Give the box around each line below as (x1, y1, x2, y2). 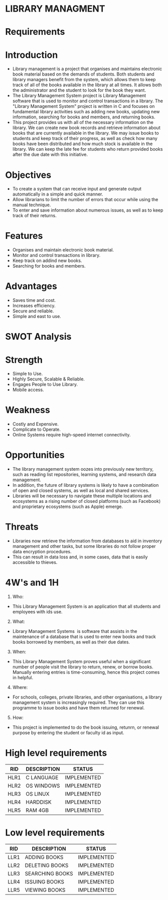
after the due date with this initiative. (12, 152, 88, 158)
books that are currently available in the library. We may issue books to (12, 130, 159, 136)
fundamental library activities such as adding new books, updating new (12, 109, 160, 115)
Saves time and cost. (12, 297, 56, 303)
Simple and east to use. (12, 313, 61, 319)
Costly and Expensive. (12, 421, 59, 427)
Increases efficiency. (12, 303, 56, 309)
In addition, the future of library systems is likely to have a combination (12, 482, 159, 488)
